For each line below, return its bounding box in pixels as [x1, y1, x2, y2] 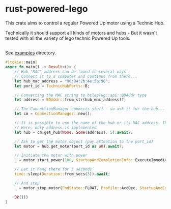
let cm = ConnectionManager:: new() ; [14, 111, 93, 116]
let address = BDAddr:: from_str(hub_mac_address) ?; [14, 97, 126, 102]
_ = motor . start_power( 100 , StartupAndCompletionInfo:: [14, 158, 136, 163]
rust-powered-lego [5, 3, 88, 15]
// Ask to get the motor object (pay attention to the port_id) [14, 139, 154, 144]
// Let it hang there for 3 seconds [14, 167, 93, 172]
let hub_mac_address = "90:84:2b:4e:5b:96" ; [14, 78, 110, 84]
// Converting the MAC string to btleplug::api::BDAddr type [14, 93, 147, 98]
